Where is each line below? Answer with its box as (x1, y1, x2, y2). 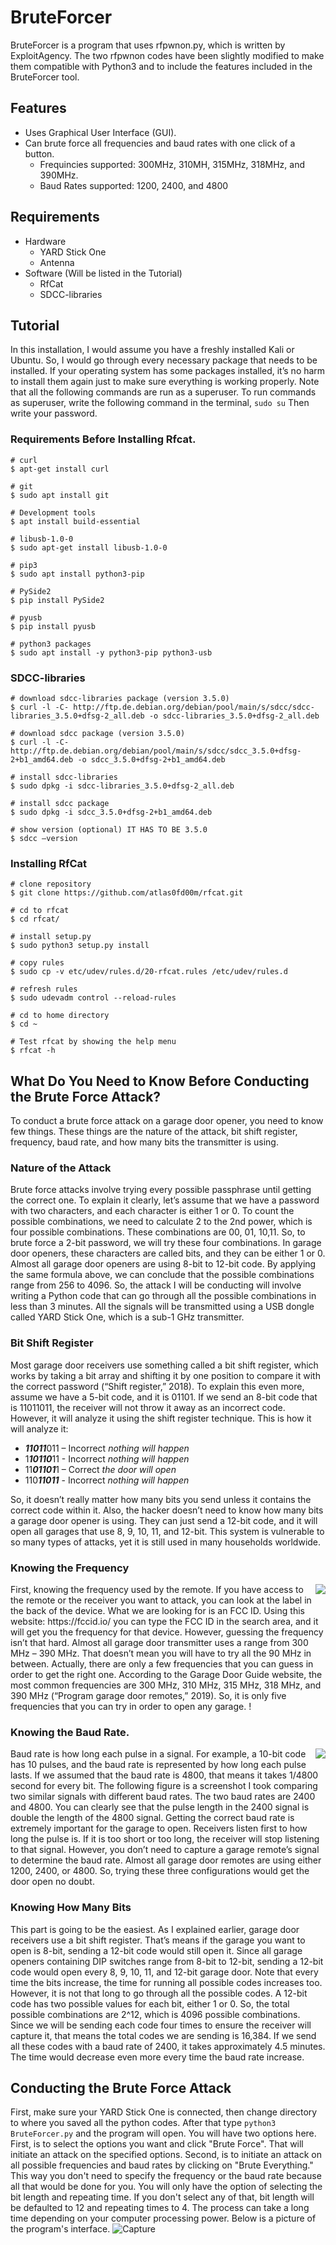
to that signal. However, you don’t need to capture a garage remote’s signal (10, 1844, 320, 1856)
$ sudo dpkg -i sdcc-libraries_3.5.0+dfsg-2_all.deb (10, 781, 235, 791)
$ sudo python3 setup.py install (10, 941, 150, 951)
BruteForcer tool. (10, 71, 80, 83)
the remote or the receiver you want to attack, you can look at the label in (10, 1594, 312, 1606)
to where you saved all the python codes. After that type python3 (10, 2117, 277, 2129)
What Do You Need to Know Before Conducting (10, 1072, 310, 1090)
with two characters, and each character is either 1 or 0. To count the (10, 1205, 295, 1217)
